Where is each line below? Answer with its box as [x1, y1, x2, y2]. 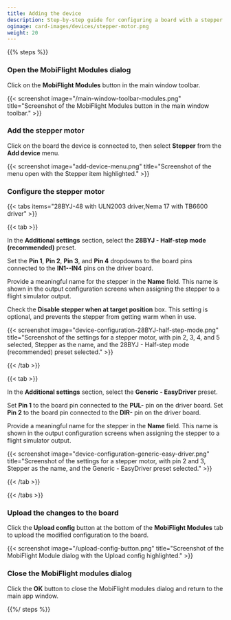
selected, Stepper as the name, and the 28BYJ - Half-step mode [7, 341, 190, 349]
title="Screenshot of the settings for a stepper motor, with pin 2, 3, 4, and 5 [7, 333, 220, 342]
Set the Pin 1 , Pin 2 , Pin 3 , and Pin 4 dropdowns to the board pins [7, 257, 192, 265]
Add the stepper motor [7, 126, 85, 135]
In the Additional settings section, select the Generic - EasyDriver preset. [7, 388, 218, 396]
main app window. [7, 592, 58, 600]
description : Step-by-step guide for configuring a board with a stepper [7, 16, 223, 23]
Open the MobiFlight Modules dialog [7, 65, 131, 75]
